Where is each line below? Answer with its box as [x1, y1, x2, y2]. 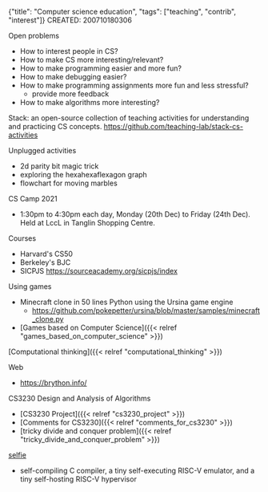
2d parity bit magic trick [19, 161, 99, 171]
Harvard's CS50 [19, 249, 74, 258]
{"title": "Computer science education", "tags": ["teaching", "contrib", [8, 7, 236, 16]
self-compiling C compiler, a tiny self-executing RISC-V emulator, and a [19, 466, 255, 475]
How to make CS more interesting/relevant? [19, 55, 164, 64]
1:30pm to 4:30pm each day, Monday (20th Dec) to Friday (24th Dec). [19, 209, 250, 219]
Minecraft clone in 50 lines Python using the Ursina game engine [19, 297, 234, 307]
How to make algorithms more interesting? [19, 98, 160, 107]
